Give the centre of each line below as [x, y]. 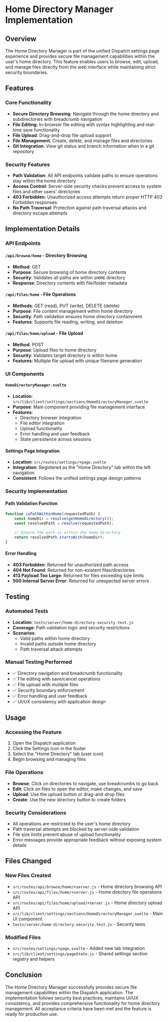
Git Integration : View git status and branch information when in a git [83, 146]
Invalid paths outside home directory [58, 644]
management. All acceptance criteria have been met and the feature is [78, 1008]
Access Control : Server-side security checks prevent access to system [87, 186]
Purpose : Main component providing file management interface [79, 407]
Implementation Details [43, 229]
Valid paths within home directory [55, 638]
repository [23, 151]
